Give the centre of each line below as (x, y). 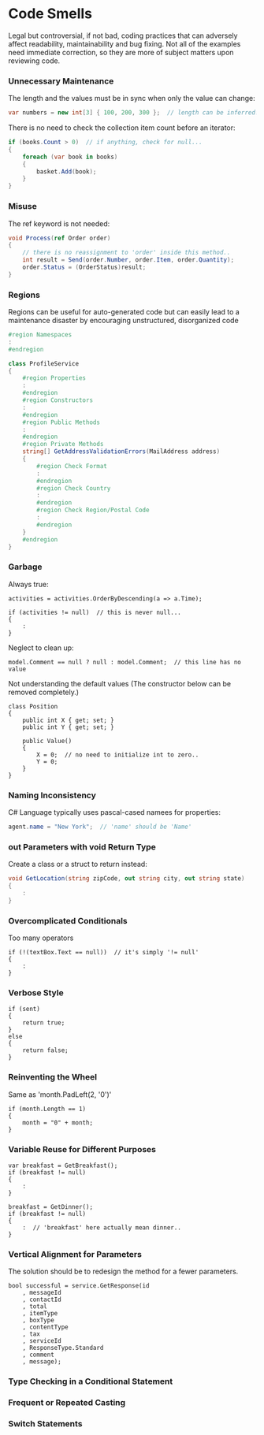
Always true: (28, 584)
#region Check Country (74, 488)
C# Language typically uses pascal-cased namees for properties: (115, 812)
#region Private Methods (63, 444)
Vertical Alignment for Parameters (75, 1254)
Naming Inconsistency (52, 795)
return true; (44, 1023)
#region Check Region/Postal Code (93, 510)
